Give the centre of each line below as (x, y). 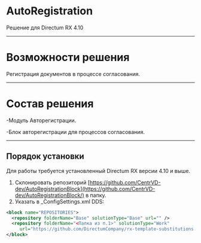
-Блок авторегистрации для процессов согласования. (76, 132)
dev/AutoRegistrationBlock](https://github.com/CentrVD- (85, 189)
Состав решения (50, 104)
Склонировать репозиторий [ (52, 182)
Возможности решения (68, 57)
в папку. (96, 195)
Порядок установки (45, 157)
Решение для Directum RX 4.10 (45, 28)
